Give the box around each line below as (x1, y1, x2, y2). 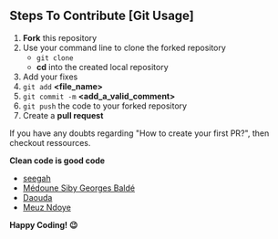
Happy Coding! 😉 (9, 219, 78, 230)
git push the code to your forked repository (22, 100, 188, 111)
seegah (22, 172, 52, 183)
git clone (36, 53, 75, 63)
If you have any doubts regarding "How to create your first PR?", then (9, 128, 270, 139)
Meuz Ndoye (22, 202, 71, 213)
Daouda (22, 192, 53, 203)
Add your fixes (22, 71, 78, 82)
